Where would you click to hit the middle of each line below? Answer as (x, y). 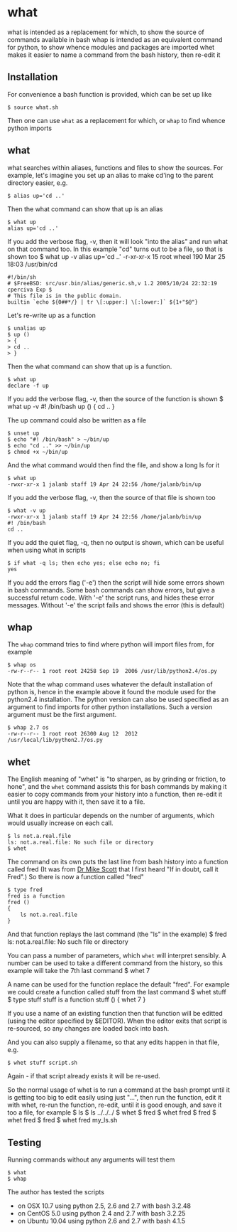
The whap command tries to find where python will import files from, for (111, 644)
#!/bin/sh (22, 277)
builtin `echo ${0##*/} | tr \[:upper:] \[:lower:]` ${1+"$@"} (103, 302)
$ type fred (25, 890)
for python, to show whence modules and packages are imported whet (111, 47)
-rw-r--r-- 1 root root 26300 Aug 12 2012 (73, 734)
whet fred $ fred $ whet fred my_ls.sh (62, 1120)
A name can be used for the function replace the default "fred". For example (118, 984)
